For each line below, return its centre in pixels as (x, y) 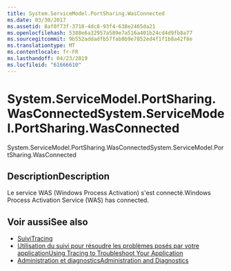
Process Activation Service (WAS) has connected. (78, 200)
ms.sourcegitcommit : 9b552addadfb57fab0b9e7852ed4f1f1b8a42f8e (100, 39)
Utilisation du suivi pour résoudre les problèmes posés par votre (108, 246)
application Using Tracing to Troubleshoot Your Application (100, 253)
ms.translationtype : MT (41, 46)
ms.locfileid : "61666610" (44, 65)
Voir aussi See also (48, 222)
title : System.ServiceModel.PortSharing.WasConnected (86, 13)
